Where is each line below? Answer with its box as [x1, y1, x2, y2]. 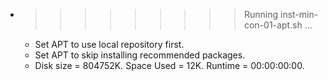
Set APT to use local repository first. [34, 39, 185, 50]
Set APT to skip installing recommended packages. [34, 49, 246, 61]
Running [243, 9, 279, 20]
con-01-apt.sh [243, 19, 303, 31]
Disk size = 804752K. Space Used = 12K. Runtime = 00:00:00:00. [34, 60, 305, 71]
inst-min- [279, 9, 319, 20]
